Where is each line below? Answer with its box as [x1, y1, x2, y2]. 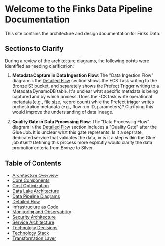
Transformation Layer [12, 235, 56, 241]
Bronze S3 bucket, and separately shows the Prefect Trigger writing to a [12, 83, 159, 89]
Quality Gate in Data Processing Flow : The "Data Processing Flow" [12, 118, 150, 124]
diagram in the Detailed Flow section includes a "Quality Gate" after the [12, 124, 157, 130]
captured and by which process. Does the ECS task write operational [12, 93, 152, 99]
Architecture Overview [12, 172, 58, 178]
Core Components [12, 177, 50, 183]
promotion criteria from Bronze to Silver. [12, 144, 94, 151]
